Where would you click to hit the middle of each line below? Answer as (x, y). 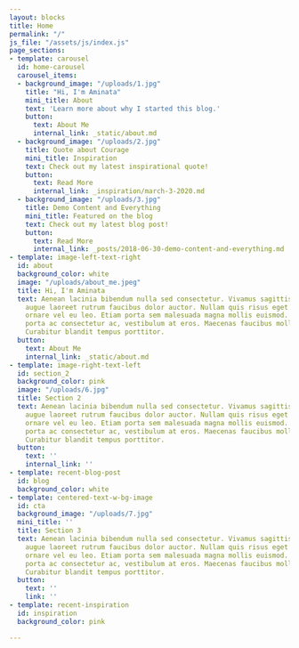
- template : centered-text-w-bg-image (81, 498)
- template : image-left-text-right (75, 258)
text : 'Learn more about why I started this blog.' (123, 109)
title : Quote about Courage (77, 150)
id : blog (33, 481)
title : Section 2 (49, 398)
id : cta (32, 506)
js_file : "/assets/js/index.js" (69, 42)
